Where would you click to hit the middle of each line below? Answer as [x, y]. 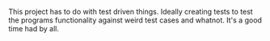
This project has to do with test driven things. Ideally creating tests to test [131, 12]
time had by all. [34, 29]
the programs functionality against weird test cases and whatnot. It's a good [135, 20]
